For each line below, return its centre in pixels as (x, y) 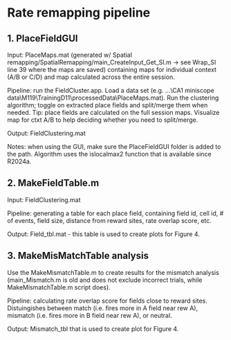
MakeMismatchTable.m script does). (59, 287)
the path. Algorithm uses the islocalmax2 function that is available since (110, 154)
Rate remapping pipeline (79, 13)
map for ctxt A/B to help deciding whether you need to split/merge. (103, 120)
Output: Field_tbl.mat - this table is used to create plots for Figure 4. (104, 234)
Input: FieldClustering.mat (44, 199)
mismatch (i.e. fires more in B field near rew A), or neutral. (90, 315)
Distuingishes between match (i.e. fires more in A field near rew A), (103, 308)
